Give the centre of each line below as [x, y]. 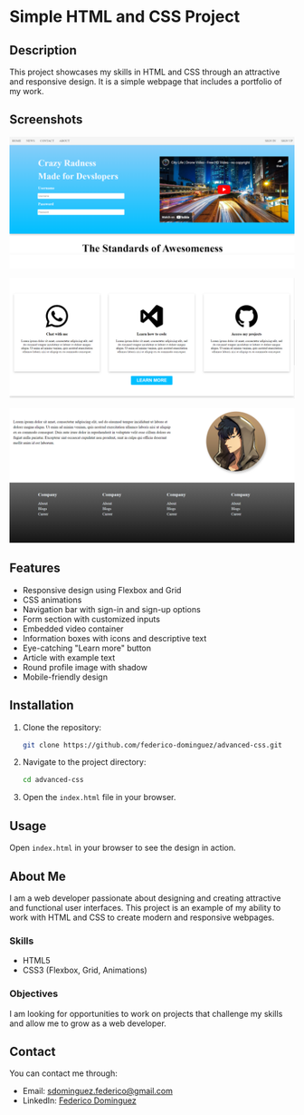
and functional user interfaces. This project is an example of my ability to [145, 907]
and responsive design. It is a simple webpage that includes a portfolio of [146, 82]
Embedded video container [73, 629]
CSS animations [52, 600]
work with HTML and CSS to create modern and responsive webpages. [142, 917]
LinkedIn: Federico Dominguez [80, 1100]
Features [35, 568]
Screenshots [46, 120]
